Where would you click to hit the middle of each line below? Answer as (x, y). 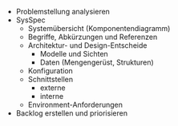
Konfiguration (51, 71)
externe (53, 88)
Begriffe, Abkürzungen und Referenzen (93, 37)
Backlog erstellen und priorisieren (72, 113)
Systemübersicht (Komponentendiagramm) (99, 28)
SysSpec (30, 20)
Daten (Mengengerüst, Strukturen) (97, 62)
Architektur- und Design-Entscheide (87, 45)
